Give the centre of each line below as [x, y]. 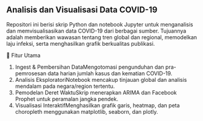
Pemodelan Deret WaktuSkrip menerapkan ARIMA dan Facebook [96, 92]
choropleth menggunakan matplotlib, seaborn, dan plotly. [87, 111]
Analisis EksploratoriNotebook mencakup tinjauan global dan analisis [101, 79]
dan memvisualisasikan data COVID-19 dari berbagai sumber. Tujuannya [96, 31]
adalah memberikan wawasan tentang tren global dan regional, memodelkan [102, 37]
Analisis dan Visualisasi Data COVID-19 [82, 10]
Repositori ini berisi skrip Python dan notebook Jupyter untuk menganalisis [100, 24]
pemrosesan [31, 73]
